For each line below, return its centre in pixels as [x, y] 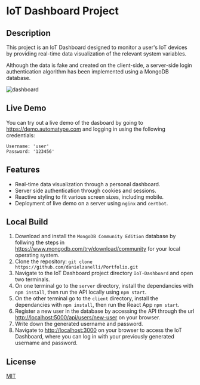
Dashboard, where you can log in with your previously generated [95, 337]
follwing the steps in [39, 242]
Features [23, 170]
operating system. [37, 255]
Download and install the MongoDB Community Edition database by [95, 236]
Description [28, 33]
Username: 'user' [28, 146]
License [21, 361]
